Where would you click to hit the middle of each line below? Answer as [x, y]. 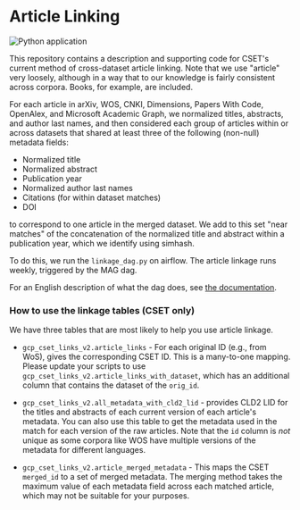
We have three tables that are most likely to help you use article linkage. [142, 330]
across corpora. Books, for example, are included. [101, 87]
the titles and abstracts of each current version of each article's [139, 412]
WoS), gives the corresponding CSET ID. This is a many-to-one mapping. [156, 357]
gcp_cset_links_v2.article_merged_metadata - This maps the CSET [146, 467]
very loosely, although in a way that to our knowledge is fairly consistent [142, 77]
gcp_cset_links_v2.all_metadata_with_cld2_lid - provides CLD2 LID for [155, 403]
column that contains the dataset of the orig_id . [111, 385]
